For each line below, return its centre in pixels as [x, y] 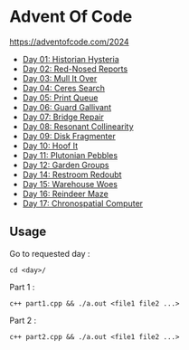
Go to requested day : [50, 253]
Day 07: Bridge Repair [63, 117]
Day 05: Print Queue [60, 98]
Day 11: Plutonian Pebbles [70, 155]
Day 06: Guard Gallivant [66, 107]
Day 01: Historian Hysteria [71, 59]
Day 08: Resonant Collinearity [78, 126]
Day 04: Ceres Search [64, 88]
